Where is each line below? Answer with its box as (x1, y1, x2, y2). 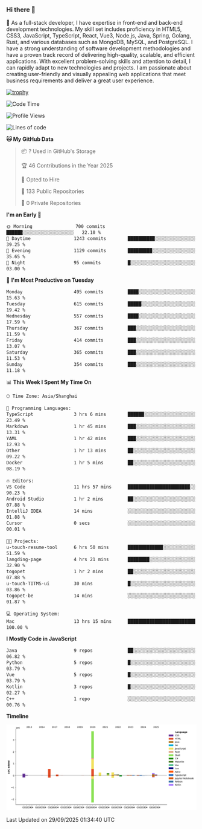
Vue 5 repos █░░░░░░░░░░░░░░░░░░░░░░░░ (6, 672, 196, 678)
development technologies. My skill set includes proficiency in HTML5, (6, 25, 182, 33)
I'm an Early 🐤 (6, 211, 42, 218)
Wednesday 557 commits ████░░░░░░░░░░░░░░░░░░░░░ (6, 313, 196, 319)
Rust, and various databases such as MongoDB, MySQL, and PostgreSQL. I (6, 39, 193, 46)
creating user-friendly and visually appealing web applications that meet (6, 71, 186, 78)
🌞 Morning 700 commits (6, 224, 106, 230)
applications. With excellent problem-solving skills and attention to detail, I (6, 57, 191, 65)
